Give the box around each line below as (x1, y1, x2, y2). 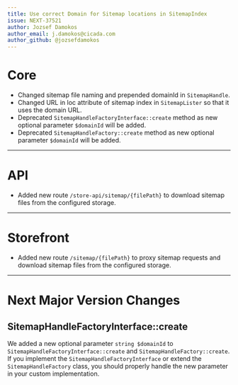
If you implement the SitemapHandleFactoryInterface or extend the (7, 354, 202, 362)
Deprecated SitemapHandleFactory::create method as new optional (17, 128, 215, 137)
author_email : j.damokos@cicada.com (7, 30, 115, 38)
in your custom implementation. (7, 369, 100, 378)
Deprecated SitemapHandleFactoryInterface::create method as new (17, 113, 218, 122)
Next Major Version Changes (7, 292, 181, 308)
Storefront (7, 230, 69, 246)
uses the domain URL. (17, 106, 82, 114)
